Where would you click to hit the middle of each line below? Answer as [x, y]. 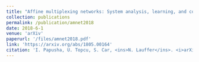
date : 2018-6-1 [25, 28]
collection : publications [38, 17]
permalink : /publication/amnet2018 [50, 22]
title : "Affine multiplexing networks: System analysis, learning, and [96, 12]
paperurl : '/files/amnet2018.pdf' [49, 39]
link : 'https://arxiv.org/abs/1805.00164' [59, 45]
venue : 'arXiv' [25, 34]
